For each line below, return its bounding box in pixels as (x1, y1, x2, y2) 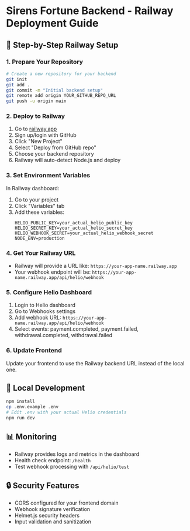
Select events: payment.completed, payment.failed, (14, 325, 139, 332)
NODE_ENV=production (14, 235, 65, 241)
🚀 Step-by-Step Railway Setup (6, 40, 119, 50)
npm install (6, 398, 35, 405)
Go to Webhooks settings (14, 308, 76, 315)
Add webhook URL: (14, 314, 61, 321)
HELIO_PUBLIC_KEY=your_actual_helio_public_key (14, 220, 133, 226)
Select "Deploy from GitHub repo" (14, 144, 96, 151)
